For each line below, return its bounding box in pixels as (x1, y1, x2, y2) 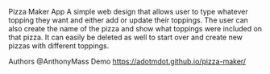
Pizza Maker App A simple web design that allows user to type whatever (8, 7, 248, 16)
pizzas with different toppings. (8, 41, 110, 51)
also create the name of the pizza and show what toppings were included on (8, 24, 263, 33)
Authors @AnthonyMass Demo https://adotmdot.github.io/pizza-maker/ (8, 56, 247, 66)
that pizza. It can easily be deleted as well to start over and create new (8, 32, 243, 42)
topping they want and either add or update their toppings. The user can (8, 15, 248, 25)
